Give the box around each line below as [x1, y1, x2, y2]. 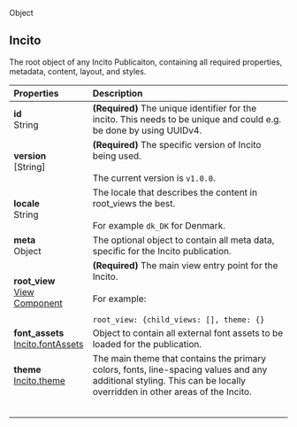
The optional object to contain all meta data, [92, 234, 275, 246]
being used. [92, 150, 141, 162]
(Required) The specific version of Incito [92, 138, 262, 151]
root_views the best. [92, 197, 176, 209]
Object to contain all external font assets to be [92, 327, 284, 339]
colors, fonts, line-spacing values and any [92, 363, 268, 376]
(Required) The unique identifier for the [92, 102, 257, 114]
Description [92, 87, 143, 99]
